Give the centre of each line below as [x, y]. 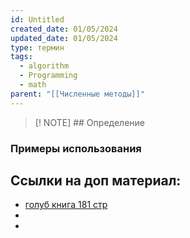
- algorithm [44, 66]
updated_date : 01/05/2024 [64, 38]
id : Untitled [37, 19]
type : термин [37, 47]
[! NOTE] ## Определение [89, 122]
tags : [21, 57]
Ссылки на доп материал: [96, 180]
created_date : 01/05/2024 [64, 29]
